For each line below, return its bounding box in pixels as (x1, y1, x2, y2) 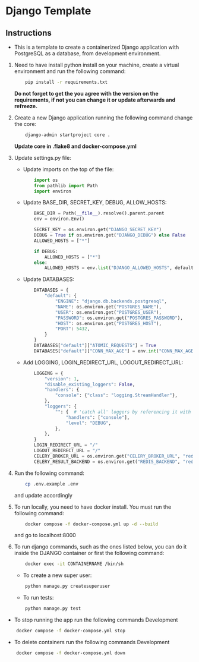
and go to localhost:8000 (14, 532, 77, 539)
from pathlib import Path (34, 182, 99, 188)
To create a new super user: (23, 572, 92, 579)
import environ (34, 188, 72, 194)
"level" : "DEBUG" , (65, 420, 111, 426)
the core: (14, 120, 37, 127)
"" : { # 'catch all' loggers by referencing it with (55, 409, 191, 415)
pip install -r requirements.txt (25, 79, 108, 85)
